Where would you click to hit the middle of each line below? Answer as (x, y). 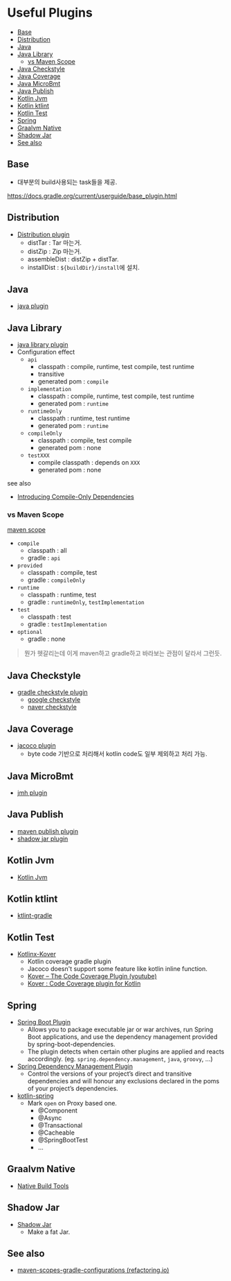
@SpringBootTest (63, 1140)
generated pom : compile (73, 381)
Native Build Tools (43, 1186)
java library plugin (43, 345)
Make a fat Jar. (49, 1232)
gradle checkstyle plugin (52, 692)
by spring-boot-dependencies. (71, 1044)
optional (30, 633)
